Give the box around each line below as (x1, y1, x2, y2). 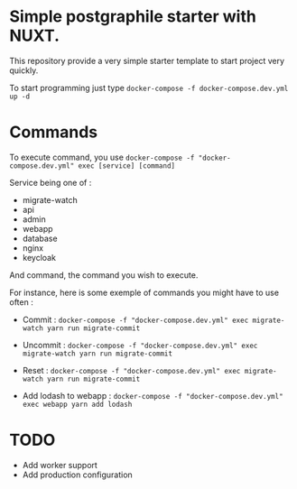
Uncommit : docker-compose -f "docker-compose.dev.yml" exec (22, 339, 258, 350)
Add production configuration (22, 469, 133, 480)
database (22, 233, 58, 244)
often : (9, 296, 33, 308)
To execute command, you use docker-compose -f (9, 152, 195, 162)
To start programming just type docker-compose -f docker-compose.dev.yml (9, 82, 289, 93)
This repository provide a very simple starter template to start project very (9, 55, 285, 66)
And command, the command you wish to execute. (9, 269, 199, 281)
